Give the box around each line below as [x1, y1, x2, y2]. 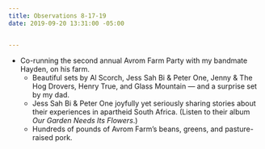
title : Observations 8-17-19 [8, 11, 107, 20]
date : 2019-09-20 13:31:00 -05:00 [8, 19, 125, 27]
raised [32, 132, 54, 142]
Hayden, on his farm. [19, 64, 90, 73]
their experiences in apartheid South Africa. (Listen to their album [32, 106, 250, 117]
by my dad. [32, 89, 70, 99]
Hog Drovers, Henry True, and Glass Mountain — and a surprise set [32, 81, 257, 91]
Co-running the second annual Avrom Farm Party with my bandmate [19, 56, 248, 65]
